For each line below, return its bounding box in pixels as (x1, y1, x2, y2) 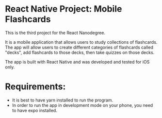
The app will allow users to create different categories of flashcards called (5, 44, 154, 50)
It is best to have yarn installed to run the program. (12, 97, 113, 103)
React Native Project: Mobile (5, 3, 122, 15)
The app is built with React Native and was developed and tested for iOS (5, 59, 150, 65)
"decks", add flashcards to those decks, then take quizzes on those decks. (5, 50, 155, 55)
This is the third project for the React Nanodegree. (5, 30, 106, 35)
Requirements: (5, 81, 66, 92)
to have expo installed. (12, 107, 57, 113)
